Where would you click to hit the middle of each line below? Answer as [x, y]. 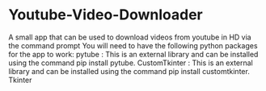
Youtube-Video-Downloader [106, 15]
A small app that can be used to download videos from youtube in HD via [130, 37]
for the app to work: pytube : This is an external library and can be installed [133, 54]
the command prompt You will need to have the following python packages [133, 45]
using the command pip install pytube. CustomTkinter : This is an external [131, 63]
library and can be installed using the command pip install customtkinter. [129, 71]
